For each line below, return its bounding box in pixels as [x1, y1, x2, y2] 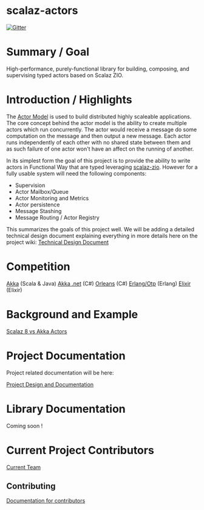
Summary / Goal [6, 45, 90, 59]
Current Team [6, 463, 41, 471]
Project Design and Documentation [6, 381, 94, 388]
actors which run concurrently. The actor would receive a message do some [6, 126, 197, 133]
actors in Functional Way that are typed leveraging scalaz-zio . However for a [6, 163, 198, 171]
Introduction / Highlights [6, 93, 132, 107]
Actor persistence [15, 201, 60, 208]
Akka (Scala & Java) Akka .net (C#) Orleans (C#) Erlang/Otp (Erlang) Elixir [6, 280, 191, 287]
